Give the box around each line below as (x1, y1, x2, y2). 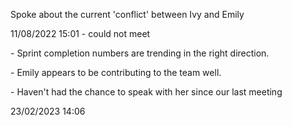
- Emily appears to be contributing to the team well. (10, 67, 222, 78)
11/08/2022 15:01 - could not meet (10, 28, 151, 39)
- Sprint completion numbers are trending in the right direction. (10, 47, 270, 59)
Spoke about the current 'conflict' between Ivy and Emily (10, 9, 245, 20)
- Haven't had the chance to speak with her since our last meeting (10, 86, 283, 98)
